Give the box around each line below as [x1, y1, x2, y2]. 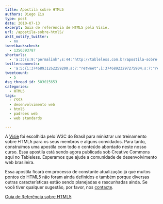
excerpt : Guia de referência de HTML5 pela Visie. [5, 25, 110, 30]
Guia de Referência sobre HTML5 [5, 193, 72, 200]
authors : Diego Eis [5, 12, 45, 17]
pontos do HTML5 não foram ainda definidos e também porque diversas [5, 174, 149, 180]
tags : [5, 93, 16, 98]
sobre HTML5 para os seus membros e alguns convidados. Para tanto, [5, 138, 147, 144]
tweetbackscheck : [5, 43, 40, 48]
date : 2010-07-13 [5, 20, 40, 26]
